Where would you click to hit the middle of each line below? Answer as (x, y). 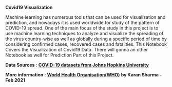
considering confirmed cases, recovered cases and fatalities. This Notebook (86, 44)
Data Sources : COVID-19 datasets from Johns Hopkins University (77, 65)
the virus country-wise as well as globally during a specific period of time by (86, 39)
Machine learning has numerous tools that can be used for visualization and (85, 17)
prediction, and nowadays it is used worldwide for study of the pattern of (83, 23)
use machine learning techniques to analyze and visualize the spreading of (84, 33)
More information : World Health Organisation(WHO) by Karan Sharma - (84, 75)
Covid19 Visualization (29, 7)
